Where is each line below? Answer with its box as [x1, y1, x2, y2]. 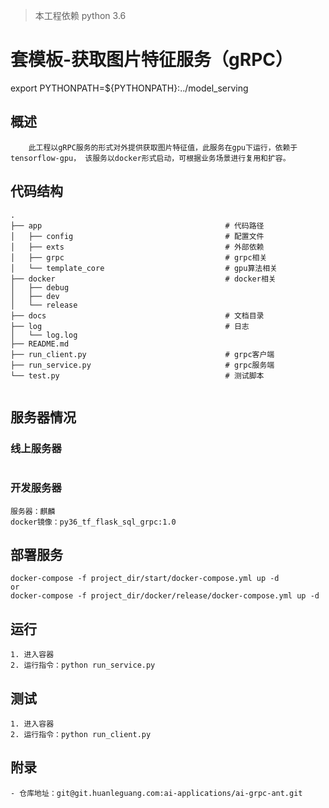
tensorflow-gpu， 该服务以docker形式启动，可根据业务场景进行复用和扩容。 [10, 153, 291, 163]
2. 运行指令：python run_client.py [10, 729, 152, 739]
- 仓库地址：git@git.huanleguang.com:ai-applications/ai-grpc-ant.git [10, 788, 303, 798]
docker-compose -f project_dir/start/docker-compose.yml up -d [10, 574, 280, 584]
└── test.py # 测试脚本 [10, 370, 265, 381]
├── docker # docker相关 [10, 274, 277, 284]
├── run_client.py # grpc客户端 [10, 349, 275, 359]
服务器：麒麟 [10, 506, 56, 516]
